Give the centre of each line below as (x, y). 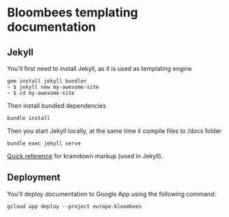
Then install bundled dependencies (57, 106)
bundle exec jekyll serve (44, 143)
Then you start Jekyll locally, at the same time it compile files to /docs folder (114, 131)
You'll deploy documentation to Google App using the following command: (112, 194)
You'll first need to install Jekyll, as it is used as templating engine (100, 69)
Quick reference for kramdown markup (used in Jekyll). (85, 156)
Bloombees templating (73, 13)
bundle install (29, 118)
